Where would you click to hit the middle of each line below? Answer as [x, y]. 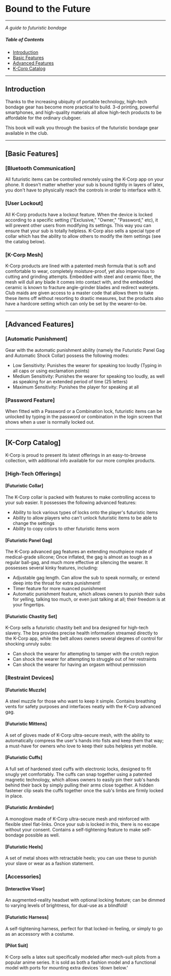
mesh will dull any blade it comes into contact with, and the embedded [79, 282]
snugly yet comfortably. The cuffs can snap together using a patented [78, 774]
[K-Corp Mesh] [24, 255]
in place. [14, 796]
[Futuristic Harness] [27, 917]
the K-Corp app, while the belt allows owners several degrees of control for [84, 638]
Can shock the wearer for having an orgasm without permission [79, 664]
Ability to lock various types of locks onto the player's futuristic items [85, 512]
